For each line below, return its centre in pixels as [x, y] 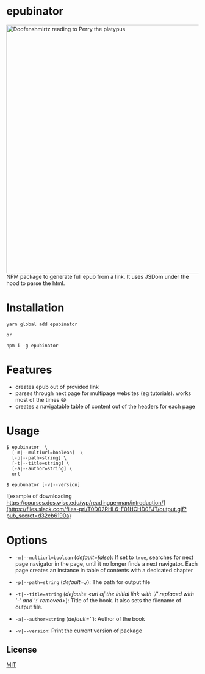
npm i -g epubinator [33, 346]
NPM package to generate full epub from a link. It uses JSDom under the [98, 276]
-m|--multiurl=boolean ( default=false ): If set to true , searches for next [104, 557]
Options [27, 540]
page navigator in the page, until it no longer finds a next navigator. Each [106, 563]
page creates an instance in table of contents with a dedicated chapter [104, 570]
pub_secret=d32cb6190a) [39, 516]
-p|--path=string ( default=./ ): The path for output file [83, 582]
